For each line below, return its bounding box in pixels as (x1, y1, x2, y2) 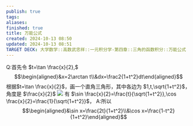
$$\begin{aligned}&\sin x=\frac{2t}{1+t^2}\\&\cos (22, 107, 141, 114)
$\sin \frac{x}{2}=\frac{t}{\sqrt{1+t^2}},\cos (71, 90, 177, 97)
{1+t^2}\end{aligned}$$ (70, 113, 127, 120)
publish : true (6, 8, 41, 15)
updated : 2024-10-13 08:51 (6, 42, 72, 47)
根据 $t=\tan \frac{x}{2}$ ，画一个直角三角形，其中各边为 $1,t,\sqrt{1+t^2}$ (6, 83, 185, 90)
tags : (6, 14, 19, 20)
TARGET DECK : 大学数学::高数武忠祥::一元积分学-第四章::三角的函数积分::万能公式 (6, 47, 187, 53)
